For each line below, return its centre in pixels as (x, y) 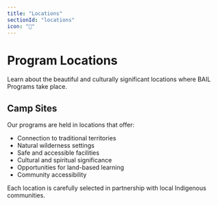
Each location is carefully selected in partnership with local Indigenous (107, 188)
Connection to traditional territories (66, 138)
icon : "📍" (21, 26)
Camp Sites (32, 108)
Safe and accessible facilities (58, 153)
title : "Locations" (35, 13)
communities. (26, 195)
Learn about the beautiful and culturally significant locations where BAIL (109, 79)
